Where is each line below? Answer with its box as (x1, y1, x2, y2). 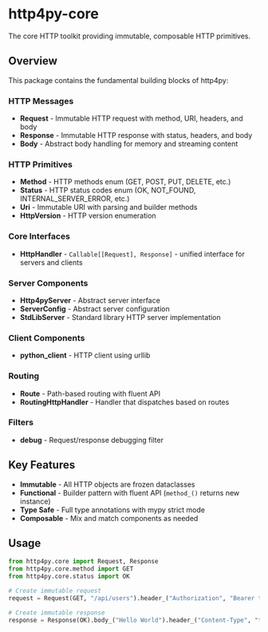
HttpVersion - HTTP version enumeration (19, 211, 157, 220)
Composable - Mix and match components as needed (19, 513, 199, 523)
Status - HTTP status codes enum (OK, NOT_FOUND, (19, 185, 196, 196)
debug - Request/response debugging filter (19, 435, 164, 444)
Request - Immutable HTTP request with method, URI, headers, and (19, 113, 243, 124)
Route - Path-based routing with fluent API (19, 389, 161, 398)
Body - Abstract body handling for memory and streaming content (19, 139, 238, 148)
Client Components (8, 332, 85, 343)
